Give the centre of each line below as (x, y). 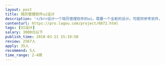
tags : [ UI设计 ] (20, 28)
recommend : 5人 (20, 50)
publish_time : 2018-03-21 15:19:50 (42, 37)
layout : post (19, 10)
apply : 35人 (17, 46)
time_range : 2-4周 (24, 55)
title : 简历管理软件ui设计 (30, 14)
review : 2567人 (20, 42)
